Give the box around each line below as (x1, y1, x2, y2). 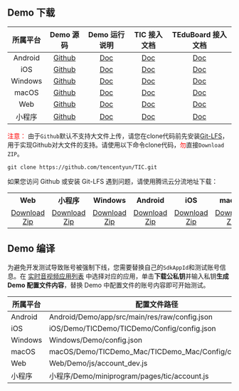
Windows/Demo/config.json (48, 335, 142, 345)
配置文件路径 (134, 299, 179, 309)
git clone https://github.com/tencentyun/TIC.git (7, 163, 158, 171)
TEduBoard (171, 29, 211, 39)
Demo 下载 (7, 6, 55, 19)
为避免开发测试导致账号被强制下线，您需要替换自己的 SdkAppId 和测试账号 (7, 263, 221, 271)
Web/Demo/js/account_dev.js (48, 358, 148, 368)
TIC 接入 (134, 29, 163, 39)
